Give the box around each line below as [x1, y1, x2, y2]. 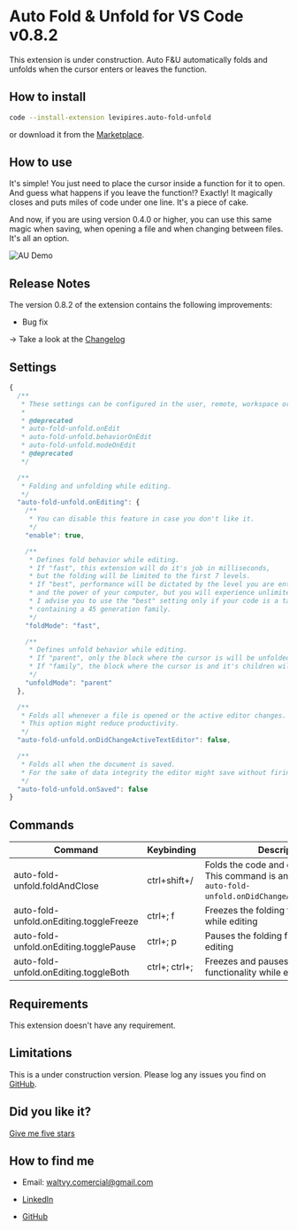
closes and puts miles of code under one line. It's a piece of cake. [9, 197, 249, 208]
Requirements [9, 996, 88, 1012]
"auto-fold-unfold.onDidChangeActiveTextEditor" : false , [17, 736, 232, 745]
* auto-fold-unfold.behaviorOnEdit [20, 433, 152, 442]
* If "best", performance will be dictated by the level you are [28, 580, 275, 589]
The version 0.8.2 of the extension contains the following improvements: [9, 300, 272, 310]
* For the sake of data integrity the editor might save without [20, 768, 267, 777]
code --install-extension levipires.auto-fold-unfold [9, 113, 212, 121]
